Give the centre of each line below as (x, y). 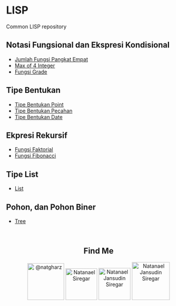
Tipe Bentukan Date (38, 117)
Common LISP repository (36, 26)
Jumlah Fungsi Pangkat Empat (51, 59)
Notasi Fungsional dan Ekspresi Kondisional (88, 45)
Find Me (99, 251)
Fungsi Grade (31, 72)
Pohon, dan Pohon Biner (51, 207)
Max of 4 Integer (35, 65)
